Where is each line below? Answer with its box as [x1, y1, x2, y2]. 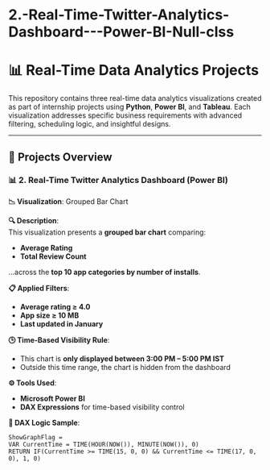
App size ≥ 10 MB [19, 310, 80, 320]
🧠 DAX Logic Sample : [8, 418, 80, 427]
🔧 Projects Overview [8, 150, 112, 164]
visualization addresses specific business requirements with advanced [8, 110, 243, 120]
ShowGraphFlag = [8, 433, 63, 441]
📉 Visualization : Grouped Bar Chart [8, 196, 129, 206]
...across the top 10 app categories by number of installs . [8, 267, 201, 277]
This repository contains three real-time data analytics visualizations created [8, 94, 262, 103]
